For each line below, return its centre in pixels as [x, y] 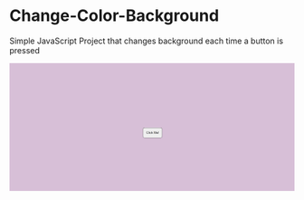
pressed [25, 50]
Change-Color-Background [114, 16]
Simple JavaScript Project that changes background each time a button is [146, 41]
